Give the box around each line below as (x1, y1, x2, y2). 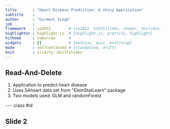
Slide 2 (5, 117, 28, 125)
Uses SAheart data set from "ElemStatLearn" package (12, 87, 125, 94)
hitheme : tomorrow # (5, 36, 71, 41)
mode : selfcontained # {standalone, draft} (5, 45, 116, 50)
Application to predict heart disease (12, 82, 88, 88)
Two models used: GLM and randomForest (12, 93, 102, 99)
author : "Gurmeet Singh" (5, 17, 71, 22)
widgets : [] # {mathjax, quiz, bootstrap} (5, 40, 133, 46)
